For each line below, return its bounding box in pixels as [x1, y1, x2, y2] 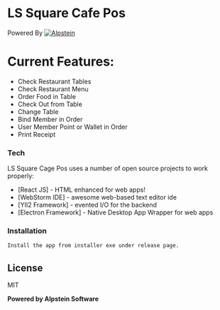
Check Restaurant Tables [17, 77, 92, 86]
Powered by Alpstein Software [7, 294, 99, 304]
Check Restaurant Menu [17, 84, 89, 93]
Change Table [17, 107, 59, 115]
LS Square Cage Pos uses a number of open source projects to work [7, 164, 208, 172]
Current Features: [7, 53, 115, 70]
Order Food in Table [17, 92, 77, 100]
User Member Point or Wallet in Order [17, 123, 128, 131]
